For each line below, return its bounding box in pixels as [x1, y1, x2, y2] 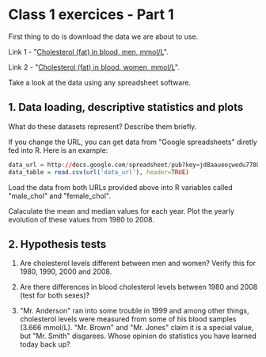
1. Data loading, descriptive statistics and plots [8, 101, 244, 114]
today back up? [19, 340, 70, 349]
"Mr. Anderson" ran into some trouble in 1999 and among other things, [19, 306, 249, 316]
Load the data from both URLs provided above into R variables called [8, 182, 234, 192]
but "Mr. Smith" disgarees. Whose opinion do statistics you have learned [19, 331, 257, 341]
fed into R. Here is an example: [8, 145, 108, 155]
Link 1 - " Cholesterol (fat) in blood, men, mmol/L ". [8, 47, 169, 56]
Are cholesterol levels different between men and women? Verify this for [19, 259, 256, 268]
